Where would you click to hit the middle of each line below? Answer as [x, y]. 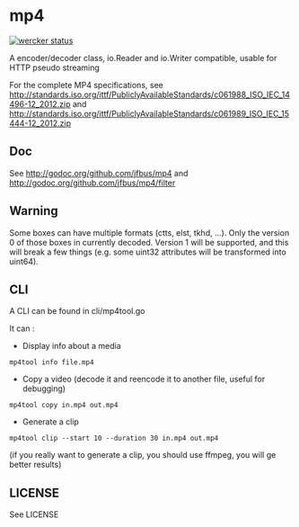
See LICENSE [34, 514]
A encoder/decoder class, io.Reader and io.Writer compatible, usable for [143, 58]
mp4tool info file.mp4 [52, 362]
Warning [34, 211]
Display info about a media [71, 346]
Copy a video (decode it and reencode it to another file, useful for [144, 380]
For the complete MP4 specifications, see [86, 85]
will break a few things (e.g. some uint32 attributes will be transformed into [148, 252]
